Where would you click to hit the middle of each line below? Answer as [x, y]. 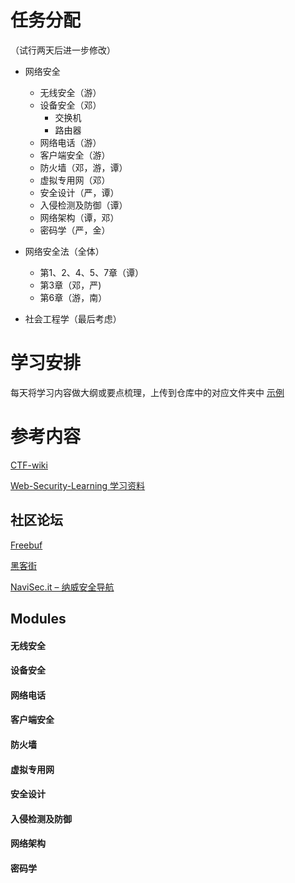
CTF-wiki [29, 465]
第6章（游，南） [73, 297]
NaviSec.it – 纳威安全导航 [62, 587]
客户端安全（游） [75, 155]
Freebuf [26, 545]
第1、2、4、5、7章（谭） [92, 272]
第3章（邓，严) [70, 285]
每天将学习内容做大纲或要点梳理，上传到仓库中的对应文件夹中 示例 [147, 392]
